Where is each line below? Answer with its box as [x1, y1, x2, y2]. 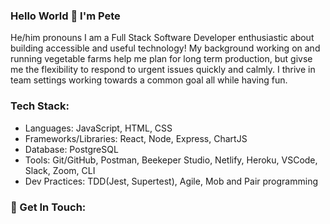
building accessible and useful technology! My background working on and [10, 42, 321, 54]
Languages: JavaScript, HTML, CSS [24, 122, 173, 134]
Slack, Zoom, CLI [24, 164, 96, 176]
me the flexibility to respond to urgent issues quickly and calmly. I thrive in [10, 64, 316, 76]
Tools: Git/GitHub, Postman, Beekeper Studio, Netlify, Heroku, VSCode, [24, 154, 318, 166]
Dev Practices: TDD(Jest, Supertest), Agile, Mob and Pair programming [24, 175, 318, 187]
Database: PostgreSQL [24, 143, 119, 155]
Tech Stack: [10, 99, 70, 113]
